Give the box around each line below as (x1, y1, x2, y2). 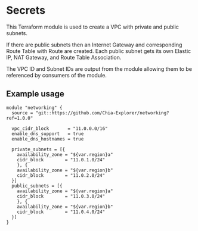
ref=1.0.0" (6, 115, 33, 121)
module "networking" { (6, 105, 63, 111)
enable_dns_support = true (11, 130, 84, 137)
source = (11, 110, 33, 116)
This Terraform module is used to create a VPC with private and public (6, 23, 179, 30)
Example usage (6, 89, 64, 99)
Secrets (6, 4, 46, 17)
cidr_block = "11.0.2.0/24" (17, 172, 106, 179)
